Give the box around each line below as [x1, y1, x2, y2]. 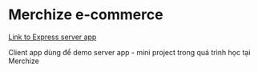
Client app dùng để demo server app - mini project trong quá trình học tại [8, 47, 251, 57]
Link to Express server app [8, 32, 97, 42]
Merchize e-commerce [8, 6, 163, 24]
